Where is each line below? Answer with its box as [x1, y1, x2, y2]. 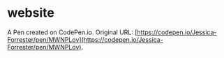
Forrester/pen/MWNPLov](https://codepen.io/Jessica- [7, 35, 164, 43]
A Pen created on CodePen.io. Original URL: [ [7, 28, 137, 36]
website [7, 5, 54, 21]
